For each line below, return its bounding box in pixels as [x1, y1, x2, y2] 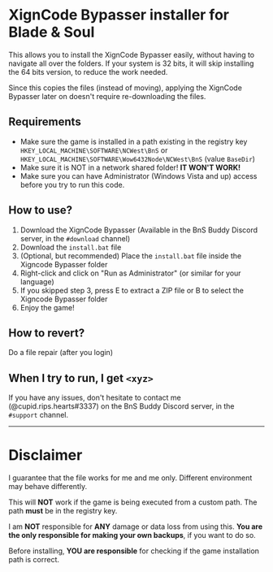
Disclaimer [8, 446, 83, 465]
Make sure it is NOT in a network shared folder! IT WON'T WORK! [19, 162, 241, 172]
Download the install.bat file [19, 242, 122, 252]
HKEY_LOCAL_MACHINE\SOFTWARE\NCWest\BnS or [19, 145, 168, 155]
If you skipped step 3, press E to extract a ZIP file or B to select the [19, 285, 244, 295]
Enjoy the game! [19, 302, 75, 312]
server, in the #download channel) [19, 233, 131, 243]
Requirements [8, 115, 81, 129]
